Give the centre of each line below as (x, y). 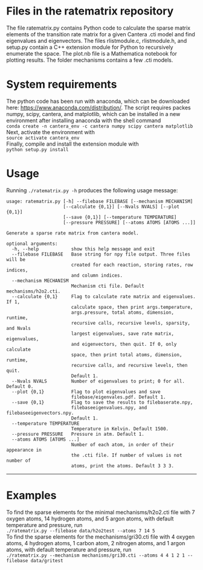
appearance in (24, 450)
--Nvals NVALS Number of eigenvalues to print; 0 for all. (98, 381)
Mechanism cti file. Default (108, 286)
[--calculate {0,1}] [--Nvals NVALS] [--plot (121, 207)
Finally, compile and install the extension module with (72, 144)
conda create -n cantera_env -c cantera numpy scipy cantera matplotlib (100, 126)
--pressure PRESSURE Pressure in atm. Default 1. (78, 434)
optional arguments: (32, 244)
